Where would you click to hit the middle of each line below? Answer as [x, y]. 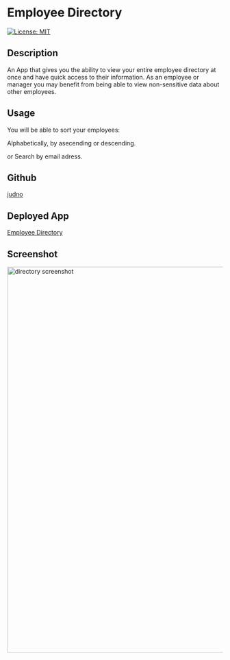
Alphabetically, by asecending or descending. [72, 143]
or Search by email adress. [45, 156]
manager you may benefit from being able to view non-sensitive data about [113, 84]
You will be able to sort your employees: [64, 130]
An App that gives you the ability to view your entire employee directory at [112, 69]
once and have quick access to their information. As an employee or [103, 77]
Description [33, 53]
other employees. [32, 91]
